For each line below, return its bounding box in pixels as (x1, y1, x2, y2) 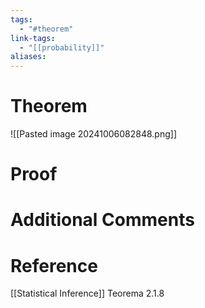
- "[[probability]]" (19, 42, 105, 53)
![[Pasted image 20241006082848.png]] (10, 128, 178, 140)
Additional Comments (10, 209, 195, 231)
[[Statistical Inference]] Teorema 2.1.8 (10, 287, 165, 300)
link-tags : (10, 33, 56, 43)
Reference (10, 254, 98, 277)
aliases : (10, 52, 47, 62)
